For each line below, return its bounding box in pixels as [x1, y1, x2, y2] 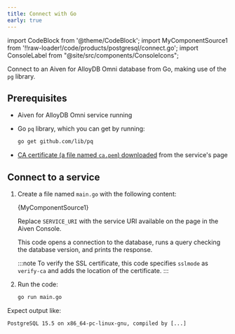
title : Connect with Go [7, 10, 77, 18]
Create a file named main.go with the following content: [17, 190, 177, 198]
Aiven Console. [17, 225, 62, 232]
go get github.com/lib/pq [17, 138, 93, 145]
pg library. [7, 72, 36, 81]
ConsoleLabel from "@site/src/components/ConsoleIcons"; [7, 51, 179, 60]
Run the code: [17, 280, 58, 288]
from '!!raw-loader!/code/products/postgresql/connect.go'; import [7, 44, 199, 52]
